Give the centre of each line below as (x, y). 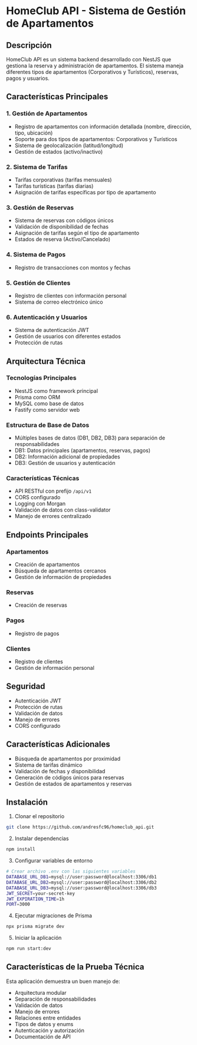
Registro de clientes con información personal (70, 295)
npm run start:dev (29, 949)
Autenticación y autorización (49, 1030)
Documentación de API (42, 1036)
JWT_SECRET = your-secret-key (41, 893)
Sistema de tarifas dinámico (48, 765)
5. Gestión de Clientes (38, 283)
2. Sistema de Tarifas (37, 167)
